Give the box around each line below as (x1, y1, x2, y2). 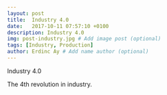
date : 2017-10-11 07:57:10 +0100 (7, 23, 109, 29)
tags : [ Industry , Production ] (7, 42, 94, 49)
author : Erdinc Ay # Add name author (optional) (7, 49, 149, 55)
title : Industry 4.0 (7, 16, 69, 23)
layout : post (7, 10, 45, 17)
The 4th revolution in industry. (7, 80, 93, 88)
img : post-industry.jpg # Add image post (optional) (7, 36, 162, 42)
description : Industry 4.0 (7, 29, 85, 36)
